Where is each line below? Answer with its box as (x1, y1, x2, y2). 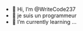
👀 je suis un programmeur (12, 12, 77, 19)
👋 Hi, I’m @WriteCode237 (12, 6, 76, 13)
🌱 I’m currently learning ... (12, 18, 77, 25)
